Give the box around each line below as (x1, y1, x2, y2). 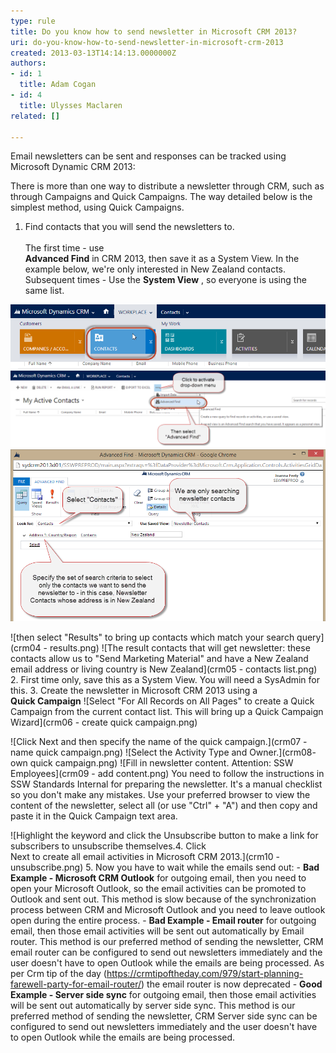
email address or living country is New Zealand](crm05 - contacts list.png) (10, 663, 318, 675)
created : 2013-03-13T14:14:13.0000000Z (10, 48, 177, 58)
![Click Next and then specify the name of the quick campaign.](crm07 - (10, 735, 308, 747)
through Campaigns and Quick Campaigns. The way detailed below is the (10, 191, 313, 203)
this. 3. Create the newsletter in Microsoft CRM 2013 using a (10, 684, 258, 696)
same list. (24, 285, 65, 297)
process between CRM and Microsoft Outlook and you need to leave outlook (10, 903, 326, 915)
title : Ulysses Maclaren (19, 100, 123, 110)
